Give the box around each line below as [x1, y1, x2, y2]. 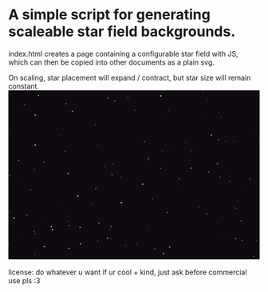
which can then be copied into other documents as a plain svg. [8, 57, 215, 67]
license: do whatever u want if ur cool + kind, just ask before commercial [8, 267, 247, 277]
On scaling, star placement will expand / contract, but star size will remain [8, 73, 251, 82]
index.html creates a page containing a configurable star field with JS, [8, 49, 238, 58]
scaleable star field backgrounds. [8, 22, 236, 41]
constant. [8, 81, 40, 91]
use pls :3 [8, 275, 41, 285]
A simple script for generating [8, 6, 211, 24]
